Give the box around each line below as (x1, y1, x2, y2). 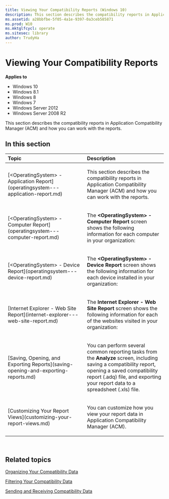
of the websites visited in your (87, 317, 158, 324)
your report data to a (87, 379, 136, 386)
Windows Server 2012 (12, 105, 58, 111)
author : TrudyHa (5, 36, 39, 41)
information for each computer (87, 230, 159, 237)
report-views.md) (8, 420, 50, 427)
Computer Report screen (87, 218, 147, 225)
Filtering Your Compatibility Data (5, 478, 73, 484)
